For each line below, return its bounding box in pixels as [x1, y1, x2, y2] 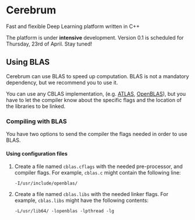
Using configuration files [6, 150, 68, 157]
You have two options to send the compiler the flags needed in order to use [6, 131, 188, 138]
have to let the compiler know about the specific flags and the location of [6, 96, 182, 103]
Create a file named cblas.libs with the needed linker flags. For [14, 191, 169, 198]
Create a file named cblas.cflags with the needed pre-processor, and [14, 163, 183, 170]
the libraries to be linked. [6, 103, 66, 110]
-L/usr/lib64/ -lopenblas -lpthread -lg [14, 208, 114, 214]
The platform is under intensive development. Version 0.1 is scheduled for [6, 34, 184, 41]
